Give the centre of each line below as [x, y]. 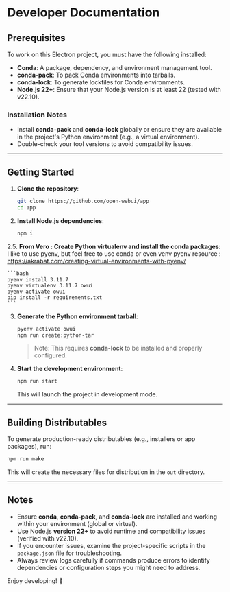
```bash [18, 273]
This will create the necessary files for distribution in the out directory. [106, 472]
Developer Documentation [84, 13]
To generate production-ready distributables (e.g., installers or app [101, 439]
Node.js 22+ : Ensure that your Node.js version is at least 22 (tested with [119, 90]
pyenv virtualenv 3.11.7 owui [50, 285]
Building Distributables [57, 422]
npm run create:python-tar [55, 335]
